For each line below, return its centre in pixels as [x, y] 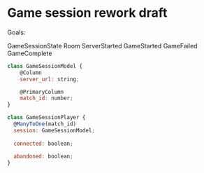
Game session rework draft [87, 13]
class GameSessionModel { [45, 66]
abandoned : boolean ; [43, 157]
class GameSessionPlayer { [46, 118]
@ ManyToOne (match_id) [45, 124]
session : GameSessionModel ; [54, 130]
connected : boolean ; [43, 144]
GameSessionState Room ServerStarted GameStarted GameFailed [102, 46]
